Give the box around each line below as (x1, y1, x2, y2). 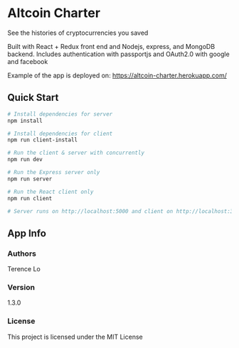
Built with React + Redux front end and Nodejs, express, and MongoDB (7, 42, 216, 50)
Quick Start (7, 92, 59, 104)
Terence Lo (7, 265, 41, 273)
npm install (7, 117, 43, 124)
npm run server (7, 175, 53, 183)
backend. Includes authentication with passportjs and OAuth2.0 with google (7, 50, 230, 58)
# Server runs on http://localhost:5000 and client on (7, 207, 174, 214)
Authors (7, 249, 37, 259)
